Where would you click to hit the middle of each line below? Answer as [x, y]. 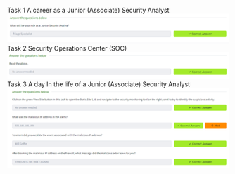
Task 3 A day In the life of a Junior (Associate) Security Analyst [99, 84]
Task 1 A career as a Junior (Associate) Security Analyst [88, 10]
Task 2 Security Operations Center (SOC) [67, 48]
